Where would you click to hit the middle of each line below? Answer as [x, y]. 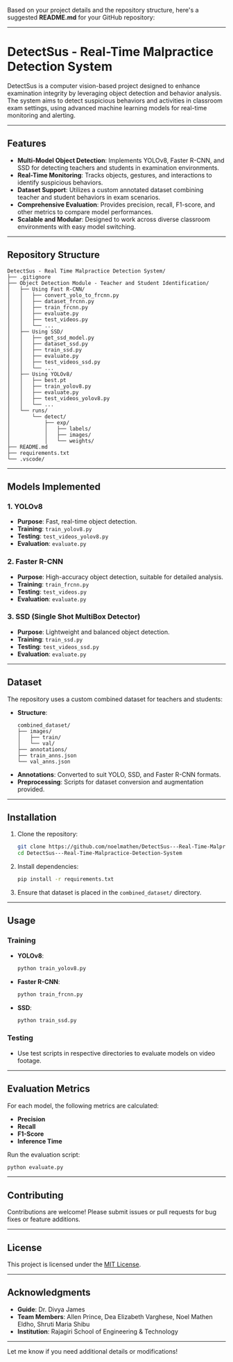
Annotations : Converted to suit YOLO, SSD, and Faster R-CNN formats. [119, 774]
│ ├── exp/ [38, 422]
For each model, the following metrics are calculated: [83, 1105]
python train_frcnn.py [50, 994]
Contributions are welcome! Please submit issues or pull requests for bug [112, 1212]
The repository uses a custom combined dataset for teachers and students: [115, 699]
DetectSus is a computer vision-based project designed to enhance [104, 85]
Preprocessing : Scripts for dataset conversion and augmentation [110, 782]
